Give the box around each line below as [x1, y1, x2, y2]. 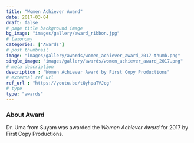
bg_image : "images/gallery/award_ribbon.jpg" [6, 31, 120, 37]
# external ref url [6, 74, 54, 80]
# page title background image [6, 25, 83, 31]
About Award [6, 110, 45, 119]
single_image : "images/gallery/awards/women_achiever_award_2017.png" [6, 58, 183, 64]
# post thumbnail [6, 47, 49, 53]
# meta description [6, 63, 54, 70]
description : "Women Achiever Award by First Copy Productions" [6, 69, 170, 75]
